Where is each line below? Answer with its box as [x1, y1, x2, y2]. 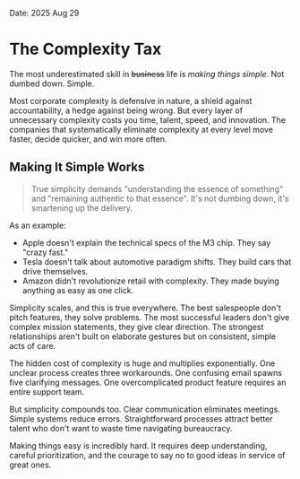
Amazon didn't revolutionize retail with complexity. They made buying [21, 275, 279, 286]
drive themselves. [21, 266, 89, 276]
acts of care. [9, 340, 56, 351]
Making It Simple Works [9, 160, 145, 175]
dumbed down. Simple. [9, 78, 95, 89]
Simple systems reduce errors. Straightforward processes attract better [9, 413, 273, 424]
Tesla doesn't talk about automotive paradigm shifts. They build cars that [21, 256, 292, 267]
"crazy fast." [21, 247, 69, 257]
